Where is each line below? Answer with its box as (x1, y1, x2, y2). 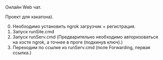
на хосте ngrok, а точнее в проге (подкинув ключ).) (12, 39, 123, 45)
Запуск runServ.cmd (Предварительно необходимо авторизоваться (12, 34, 158, 40)
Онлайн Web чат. (5, 4, 42, 10)
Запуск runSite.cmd (12, 29, 54, 34)
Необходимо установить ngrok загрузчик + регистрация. (12, 23, 136, 29)
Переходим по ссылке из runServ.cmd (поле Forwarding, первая (12, 45, 151, 50)
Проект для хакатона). (5, 14, 54, 19)
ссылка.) (12, 50, 32, 56)
